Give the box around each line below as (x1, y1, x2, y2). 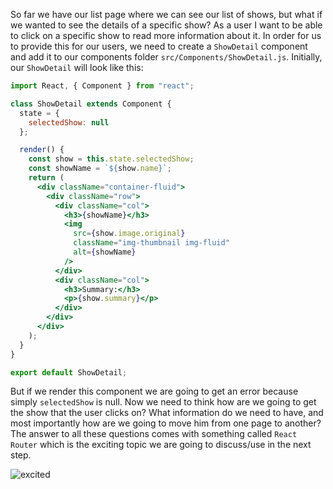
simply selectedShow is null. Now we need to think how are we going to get (10, 396, 317, 408)
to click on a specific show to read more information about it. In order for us (10, 30, 322, 41)
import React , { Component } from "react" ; (10, 81, 195, 91)
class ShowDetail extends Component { (10, 99, 172, 109)
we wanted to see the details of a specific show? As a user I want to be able (10, 19, 323, 31)
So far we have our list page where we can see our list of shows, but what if (10, 9, 323, 20)
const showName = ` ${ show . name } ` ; (28, 164, 172, 174)
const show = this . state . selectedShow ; (28, 154, 195, 164)
